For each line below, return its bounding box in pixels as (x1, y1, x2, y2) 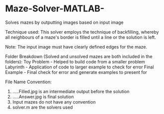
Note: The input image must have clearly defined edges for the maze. (5, 44, 148, 50)
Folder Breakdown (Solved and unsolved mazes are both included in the (5, 53, 153, 59)
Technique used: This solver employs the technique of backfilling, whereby (5, 29, 159, 35)
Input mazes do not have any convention (12, 99, 96, 105)
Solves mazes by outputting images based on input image (5, 19, 124, 25)
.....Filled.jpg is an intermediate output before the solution (12, 88, 130, 94)
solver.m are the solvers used (12, 104, 73, 110)
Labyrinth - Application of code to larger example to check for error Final (5, 64, 154, 70)
